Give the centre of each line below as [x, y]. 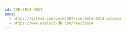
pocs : [10, 14]
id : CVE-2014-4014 [23, 9]
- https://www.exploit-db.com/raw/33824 [51, 23]
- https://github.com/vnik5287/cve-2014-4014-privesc [65, 18]
